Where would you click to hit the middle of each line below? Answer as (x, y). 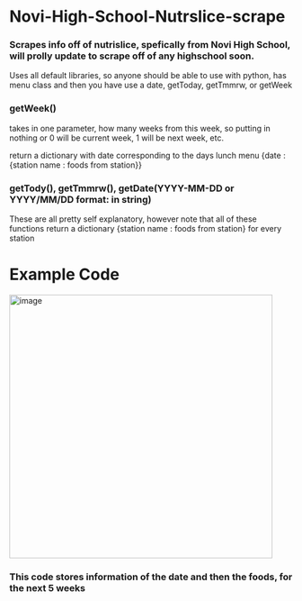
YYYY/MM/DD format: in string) (80, 199)
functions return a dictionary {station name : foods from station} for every (146, 229)
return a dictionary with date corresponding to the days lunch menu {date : (147, 155)
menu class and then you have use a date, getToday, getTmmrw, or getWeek (151, 85)
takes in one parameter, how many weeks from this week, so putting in (140, 128)
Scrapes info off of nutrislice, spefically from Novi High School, (150, 45)
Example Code (64, 274)
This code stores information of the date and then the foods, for (151, 577)
